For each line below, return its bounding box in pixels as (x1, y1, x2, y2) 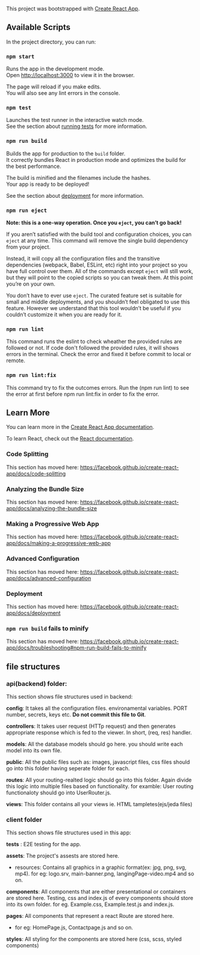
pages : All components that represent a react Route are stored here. (6, 913, 174, 920)
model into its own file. (6, 746, 62, 754)
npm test (6, 105, 32, 111)
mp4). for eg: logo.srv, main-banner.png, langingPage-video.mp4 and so (14, 870, 195, 877)
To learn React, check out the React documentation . (6, 435, 134, 442)
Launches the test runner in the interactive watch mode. (6, 117, 144, 124)
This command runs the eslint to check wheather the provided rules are (6, 338, 182, 345)
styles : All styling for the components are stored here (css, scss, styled (6, 935, 182, 943)
